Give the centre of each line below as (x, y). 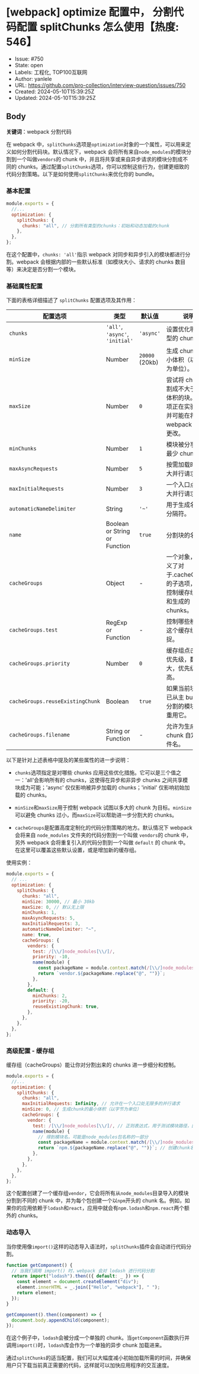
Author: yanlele (33, 79)
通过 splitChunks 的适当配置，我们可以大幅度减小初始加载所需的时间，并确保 (99, 1358)
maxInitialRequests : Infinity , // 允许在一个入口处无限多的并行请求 (101, 1104)
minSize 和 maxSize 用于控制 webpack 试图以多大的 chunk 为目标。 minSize (103, 808)
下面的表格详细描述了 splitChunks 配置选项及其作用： (72, 300)
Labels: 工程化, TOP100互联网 (51, 72)
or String (118, 531)
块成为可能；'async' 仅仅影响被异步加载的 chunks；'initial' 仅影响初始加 (102, 788)
